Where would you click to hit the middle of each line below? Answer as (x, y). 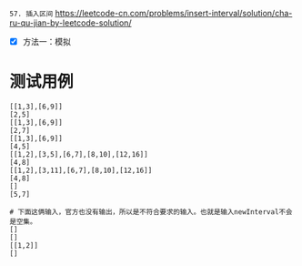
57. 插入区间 (31, 14)
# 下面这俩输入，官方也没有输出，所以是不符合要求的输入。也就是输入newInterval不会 (151, 212)
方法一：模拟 (46, 41)
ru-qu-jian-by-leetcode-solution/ (70, 23)
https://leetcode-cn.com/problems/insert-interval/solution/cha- (174, 13)
